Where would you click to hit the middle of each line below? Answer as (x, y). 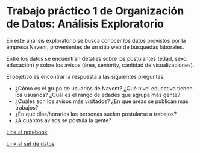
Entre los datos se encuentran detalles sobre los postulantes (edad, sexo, (97, 58)
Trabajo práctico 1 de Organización (95, 11)
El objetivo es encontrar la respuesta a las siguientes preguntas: (86, 76)
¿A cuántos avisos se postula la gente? (63, 120)
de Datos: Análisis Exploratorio (85, 24)
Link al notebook (27, 132)
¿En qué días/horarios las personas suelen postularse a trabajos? (96, 114)
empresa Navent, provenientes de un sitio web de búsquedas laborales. (95, 47)
